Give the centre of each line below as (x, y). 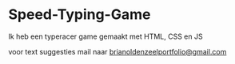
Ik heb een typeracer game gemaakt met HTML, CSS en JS (106, 36)
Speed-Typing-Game (80, 15)
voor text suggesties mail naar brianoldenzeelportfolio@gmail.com (117, 51)
